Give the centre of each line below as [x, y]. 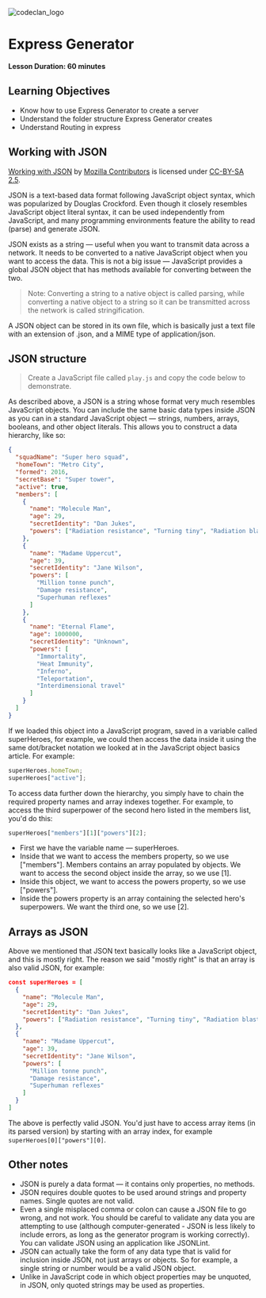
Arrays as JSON [48, 932]
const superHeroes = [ [46, 983]
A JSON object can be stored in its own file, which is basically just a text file [132, 325]
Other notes [38, 1165]
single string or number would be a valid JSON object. [108, 1268]
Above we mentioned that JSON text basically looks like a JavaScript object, [133, 951]
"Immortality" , [62, 656]
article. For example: [42, 756]
